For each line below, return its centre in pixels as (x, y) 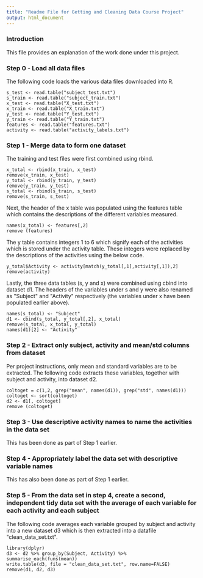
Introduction (25, 39)
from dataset (26, 353)
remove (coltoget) (30, 406)
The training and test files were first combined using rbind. (80, 159)
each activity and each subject (53, 511)
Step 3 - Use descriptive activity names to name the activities (99, 422)
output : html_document (35, 18)
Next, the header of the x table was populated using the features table (94, 208)
